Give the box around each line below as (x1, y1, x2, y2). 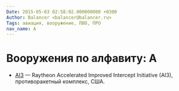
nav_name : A (6, 25, 36, 32)
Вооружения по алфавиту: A (6, 52, 157, 65)
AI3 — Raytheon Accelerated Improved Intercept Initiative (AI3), (14, 72, 173, 79)
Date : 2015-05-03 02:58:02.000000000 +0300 (6, 8, 118, 15)
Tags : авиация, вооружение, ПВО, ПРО (6, 20, 101, 26)
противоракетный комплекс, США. (14, 78, 105, 85)
